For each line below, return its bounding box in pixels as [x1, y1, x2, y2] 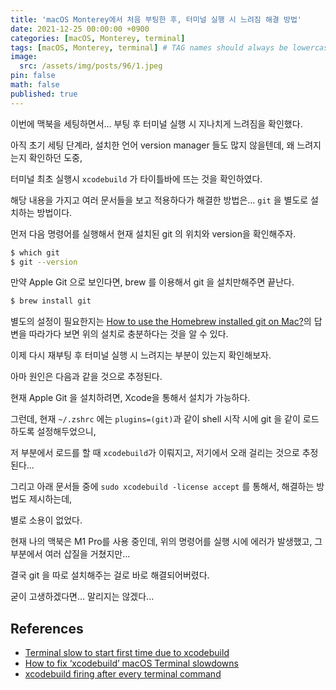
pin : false [10, 71, 56, 81]
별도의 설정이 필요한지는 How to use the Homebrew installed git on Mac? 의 [10, 316, 312, 328]
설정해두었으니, [36, 426, 97, 438]
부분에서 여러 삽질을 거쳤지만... [10, 548, 131, 560]
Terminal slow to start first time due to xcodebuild [24, 647, 230, 659]
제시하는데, [28, 493, 73, 505]
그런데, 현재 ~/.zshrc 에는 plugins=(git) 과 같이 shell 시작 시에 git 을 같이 [10, 413, 301, 425]
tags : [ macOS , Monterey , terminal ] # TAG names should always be [10, 42, 288, 53]
